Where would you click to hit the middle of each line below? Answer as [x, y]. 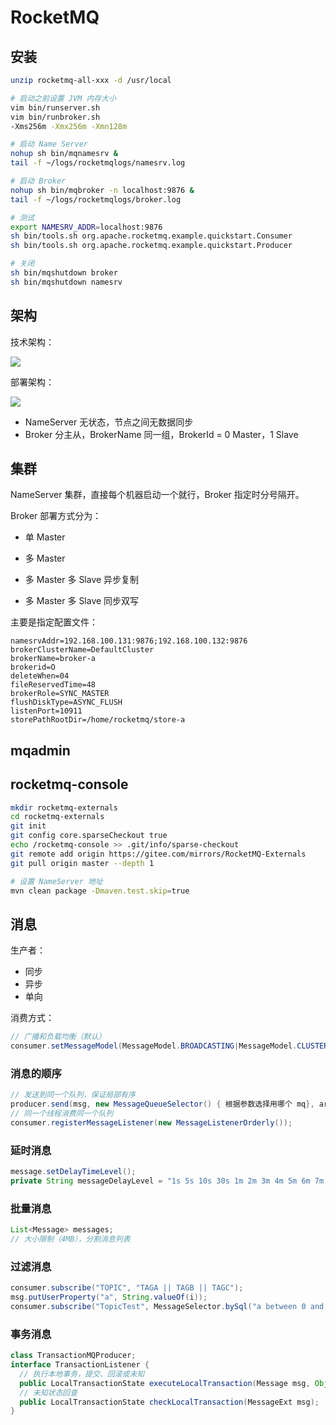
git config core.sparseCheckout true [89, 836]
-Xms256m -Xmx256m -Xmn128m [69, 126]
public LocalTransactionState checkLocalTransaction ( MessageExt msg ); [169, 1402]
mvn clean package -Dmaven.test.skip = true [100, 891]
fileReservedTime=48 [53, 685]
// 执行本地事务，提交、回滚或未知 [82, 1374]
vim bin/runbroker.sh [55, 117]
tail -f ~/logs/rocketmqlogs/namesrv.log [98, 163]
